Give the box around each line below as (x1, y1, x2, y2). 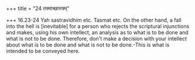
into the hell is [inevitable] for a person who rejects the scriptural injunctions (6, 23, 190, 30)
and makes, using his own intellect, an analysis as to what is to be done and (6, 29, 189, 36)
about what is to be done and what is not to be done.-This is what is (6, 41, 170, 48)
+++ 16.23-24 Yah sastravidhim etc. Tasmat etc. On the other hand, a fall (6, 17, 182, 23)
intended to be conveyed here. (6, 48, 80, 54)
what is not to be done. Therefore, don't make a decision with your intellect (6, 35, 187, 42)
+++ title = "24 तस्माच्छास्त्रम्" (6, 5, 70, 12)
